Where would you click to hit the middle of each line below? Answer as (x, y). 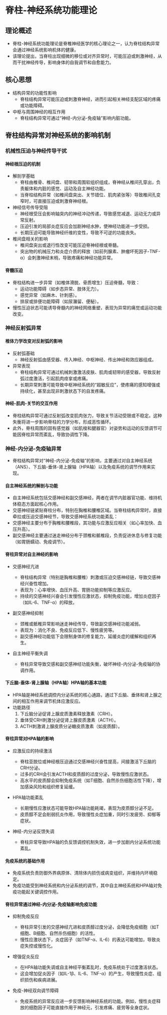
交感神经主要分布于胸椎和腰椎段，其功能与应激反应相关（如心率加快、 (85, 523)
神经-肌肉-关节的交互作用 (32, 404)
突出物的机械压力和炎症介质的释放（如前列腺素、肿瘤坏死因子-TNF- (90, 252)
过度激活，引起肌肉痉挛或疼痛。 (57, 378)
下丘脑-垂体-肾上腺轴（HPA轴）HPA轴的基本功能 (56, 683)
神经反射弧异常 (23, 328)
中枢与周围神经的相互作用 (39, 112)
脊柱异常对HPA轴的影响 (30, 739)
